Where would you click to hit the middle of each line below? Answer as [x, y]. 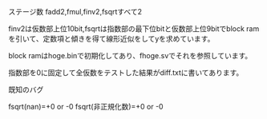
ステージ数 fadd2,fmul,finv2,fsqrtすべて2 [75, 12]
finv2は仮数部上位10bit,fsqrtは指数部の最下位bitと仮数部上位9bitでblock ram [134, 29]
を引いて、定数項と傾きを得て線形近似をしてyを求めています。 [111, 39]
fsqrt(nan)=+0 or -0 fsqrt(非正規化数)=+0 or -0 [86, 107]
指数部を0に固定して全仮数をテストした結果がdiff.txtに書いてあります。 [126, 73]
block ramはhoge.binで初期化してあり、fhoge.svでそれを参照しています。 [130, 56]
